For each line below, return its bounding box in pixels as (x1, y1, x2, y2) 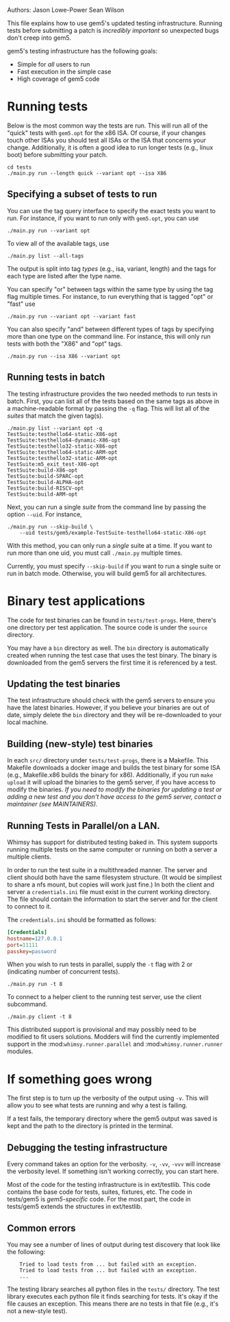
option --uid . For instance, (7, 510, 82, 518)
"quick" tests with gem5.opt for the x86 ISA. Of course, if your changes (7, 128, 206, 136)
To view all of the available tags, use (7, 239, 110, 248)
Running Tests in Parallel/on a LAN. (7, 819, 161, 832)
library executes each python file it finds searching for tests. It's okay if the (7, 1293, 218, 1300)
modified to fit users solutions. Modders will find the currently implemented (7, 1033, 220, 1041)
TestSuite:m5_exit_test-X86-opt (7, 461, 99, 468)
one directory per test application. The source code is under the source (7, 623, 207, 632)
